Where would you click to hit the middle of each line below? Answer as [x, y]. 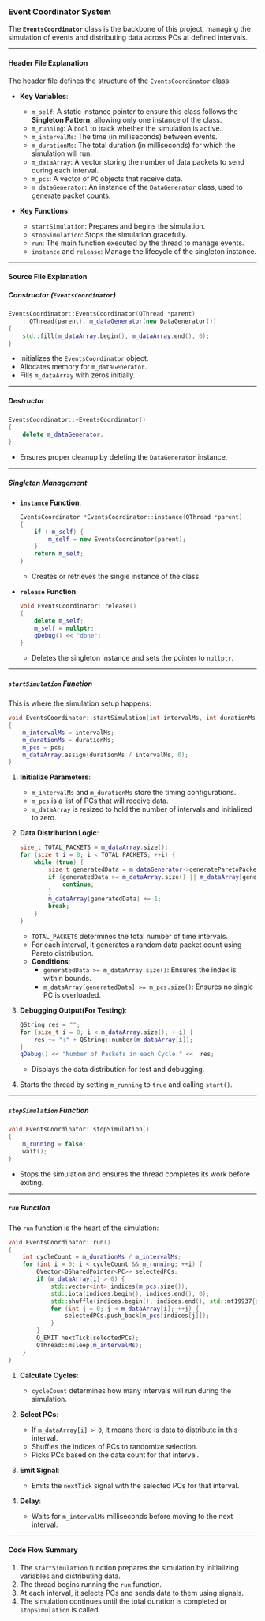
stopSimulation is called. [60, 1609]
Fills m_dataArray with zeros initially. [77, 375]
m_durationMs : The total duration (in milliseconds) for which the [133, 145]
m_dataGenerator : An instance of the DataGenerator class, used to [137, 187]
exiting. [32, 1182]
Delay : [30, 1501]
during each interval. [65, 170]
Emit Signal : [39, 1470]
